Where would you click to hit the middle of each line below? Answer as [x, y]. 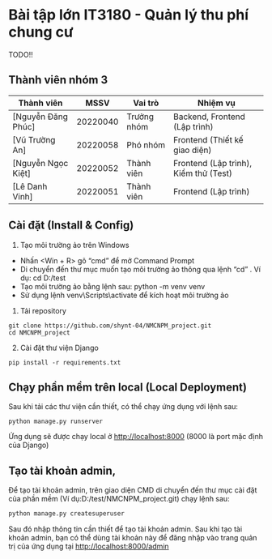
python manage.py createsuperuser [67, 514]
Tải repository [43, 310]
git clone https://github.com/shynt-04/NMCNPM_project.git [110, 326]
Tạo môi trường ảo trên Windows [74, 245]
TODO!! [21, 54]
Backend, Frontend [209, 117]
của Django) [29, 445]
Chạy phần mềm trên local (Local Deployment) [127, 387]
